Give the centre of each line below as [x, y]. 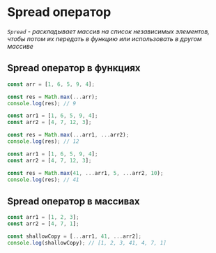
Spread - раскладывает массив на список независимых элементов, [109, 31]
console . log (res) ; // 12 [43, 141]
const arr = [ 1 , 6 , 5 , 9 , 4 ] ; [51, 84]
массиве [20, 46]
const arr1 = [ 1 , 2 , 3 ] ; [43, 217]
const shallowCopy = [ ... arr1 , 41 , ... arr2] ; [74, 236]
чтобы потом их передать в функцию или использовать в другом [105, 38]
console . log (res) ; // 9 [42, 103]
